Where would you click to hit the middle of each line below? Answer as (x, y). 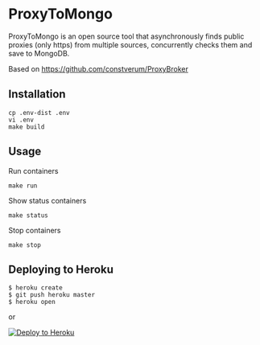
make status (28, 215)
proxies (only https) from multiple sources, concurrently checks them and (130, 44)
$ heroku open (32, 302)
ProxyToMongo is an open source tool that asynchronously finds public (126, 36)
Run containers (33, 170)
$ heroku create (35, 288)
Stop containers (35, 230)
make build (27, 127)
